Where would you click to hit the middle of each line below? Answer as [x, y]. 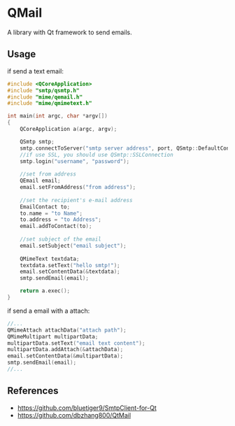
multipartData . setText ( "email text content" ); [76, 343]
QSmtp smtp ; [37, 141]
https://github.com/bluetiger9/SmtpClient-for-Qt [87, 408]
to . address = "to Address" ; [60, 220]
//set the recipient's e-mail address [76, 200]
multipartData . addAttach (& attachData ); [65, 350]
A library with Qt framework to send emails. [70, 32]
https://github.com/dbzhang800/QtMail [74, 415]
